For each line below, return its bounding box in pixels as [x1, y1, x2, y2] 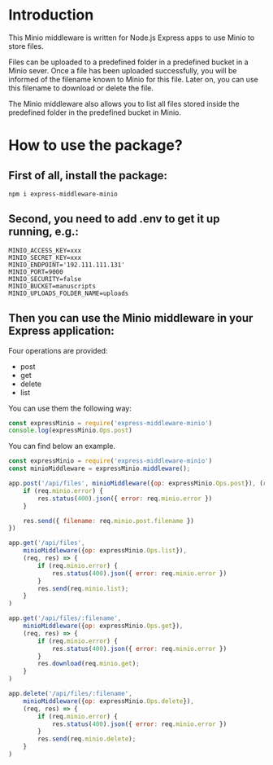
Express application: [8, 324, 115, 338]
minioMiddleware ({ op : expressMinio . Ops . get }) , [23, 622, 184, 631]
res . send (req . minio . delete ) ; [37, 735, 136, 743]
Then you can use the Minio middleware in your [8, 311, 253, 325]
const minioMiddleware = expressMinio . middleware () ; [8, 464, 191, 473]
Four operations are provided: [8, 345, 108, 355]
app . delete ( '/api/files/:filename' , [8, 690, 132, 698]
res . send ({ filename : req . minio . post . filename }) [23, 517, 195, 525]
